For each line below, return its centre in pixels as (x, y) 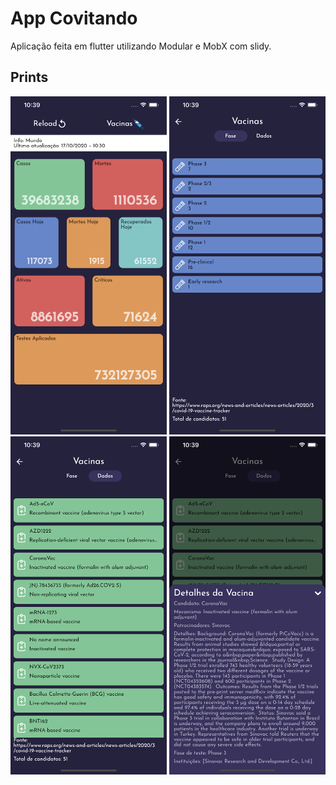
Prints (29, 77)
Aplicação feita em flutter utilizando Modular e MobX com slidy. (141, 46)
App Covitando (74, 18)
